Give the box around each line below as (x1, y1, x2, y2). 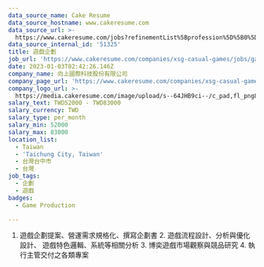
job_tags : (8, 172, 41, 181)
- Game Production (15, 201, 76, 209)
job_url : (8, 56, 37, 64)
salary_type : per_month (8, 114, 86, 122)
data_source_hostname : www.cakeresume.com (8, 19, 149, 27)
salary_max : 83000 (8, 128, 68, 136)
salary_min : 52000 (8, 121, 68, 129)
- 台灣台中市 (15, 158, 53, 166)
